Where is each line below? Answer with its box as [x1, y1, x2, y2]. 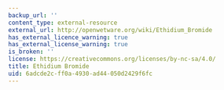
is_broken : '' [8, 48, 55, 56]
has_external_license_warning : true [8, 41, 128, 49]
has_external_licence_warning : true [8, 33, 128, 41]
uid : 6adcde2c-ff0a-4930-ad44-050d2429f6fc [8, 70, 153, 77]
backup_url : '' [8, 11, 58, 20]
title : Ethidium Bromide [8, 63, 90, 70]
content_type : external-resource [8, 19, 118, 27]
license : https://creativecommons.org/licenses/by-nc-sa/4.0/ [8, 56, 216, 63]
